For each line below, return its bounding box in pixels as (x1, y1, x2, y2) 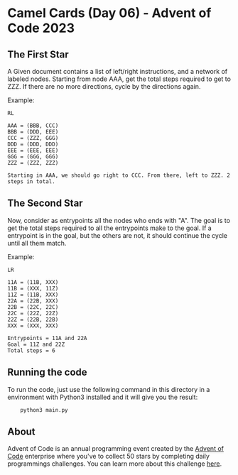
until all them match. (7, 239, 67, 247)
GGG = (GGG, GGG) (7, 153, 59, 160)
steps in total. (7, 178, 55, 185)
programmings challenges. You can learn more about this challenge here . (7, 459, 222, 468)
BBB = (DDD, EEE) (7, 129, 59, 136)
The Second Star (7, 197, 83, 209)
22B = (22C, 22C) (7, 303, 59, 310)
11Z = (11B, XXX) (7, 291, 59, 298)
